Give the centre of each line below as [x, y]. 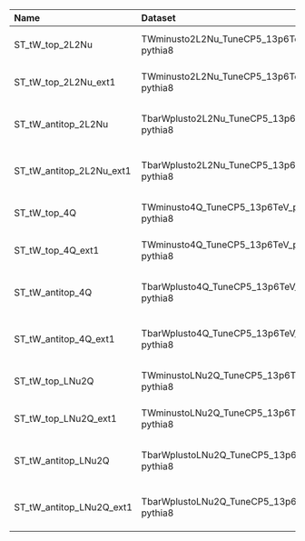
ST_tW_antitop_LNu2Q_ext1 [74, 507]
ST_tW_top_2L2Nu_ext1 [65, 82]
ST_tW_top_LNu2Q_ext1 [65, 419]
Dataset [158, 18]
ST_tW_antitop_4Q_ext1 [64, 339]
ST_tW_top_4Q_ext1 [57, 250]
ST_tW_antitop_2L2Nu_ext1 [73, 170]
